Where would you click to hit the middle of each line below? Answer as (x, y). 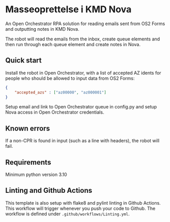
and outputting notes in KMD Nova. (42, 29)
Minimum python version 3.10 (36, 174)
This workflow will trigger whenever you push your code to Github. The (80, 208)
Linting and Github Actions (49, 191)
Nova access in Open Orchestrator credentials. (55, 112)
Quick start (24, 61)
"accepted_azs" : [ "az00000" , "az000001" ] (60, 92)
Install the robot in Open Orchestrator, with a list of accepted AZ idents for (83, 73)
